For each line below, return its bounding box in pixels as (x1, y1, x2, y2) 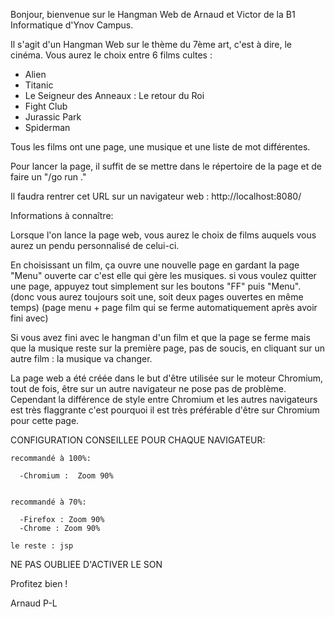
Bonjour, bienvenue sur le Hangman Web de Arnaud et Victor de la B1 (10, 9, 296, 20)
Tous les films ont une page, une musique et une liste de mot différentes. (10, 141, 311, 153)
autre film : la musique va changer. (10, 353, 153, 364)
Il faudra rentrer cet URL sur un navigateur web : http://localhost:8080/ (10, 190, 302, 202)
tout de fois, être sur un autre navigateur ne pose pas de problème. (10, 383, 287, 394)
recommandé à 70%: (10, 497, 87, 507)
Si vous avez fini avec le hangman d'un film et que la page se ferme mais (10, 332, 311, 343)
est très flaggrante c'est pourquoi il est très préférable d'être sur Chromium (10, 404, 320, 416)
